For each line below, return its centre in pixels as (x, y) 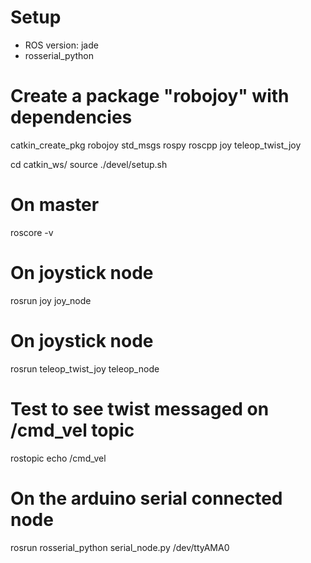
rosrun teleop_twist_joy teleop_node (85, 368)
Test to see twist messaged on (140, 408)
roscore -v (32, 232)
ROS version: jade (61, 45)
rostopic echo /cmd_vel (58, 458)
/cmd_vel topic (72, 430)
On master (55, 205)
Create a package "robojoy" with (150, 96)
